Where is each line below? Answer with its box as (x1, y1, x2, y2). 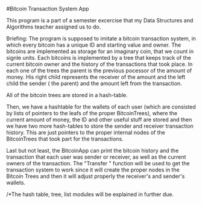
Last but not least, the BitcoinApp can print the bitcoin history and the (6, 147, 179, 154)
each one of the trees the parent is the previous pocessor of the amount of (6, 67, 192, 74)
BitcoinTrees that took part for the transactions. (6, 135, 124, 142)
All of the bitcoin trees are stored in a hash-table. (6, 92, 128, 98)
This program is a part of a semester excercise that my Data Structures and (6, 17, 194, 24)
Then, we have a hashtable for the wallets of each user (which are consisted (6, 103, 196, 110)
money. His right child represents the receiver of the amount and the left (6, 74, 186, 80)
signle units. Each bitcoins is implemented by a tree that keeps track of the (6, 54, 191, 61)
